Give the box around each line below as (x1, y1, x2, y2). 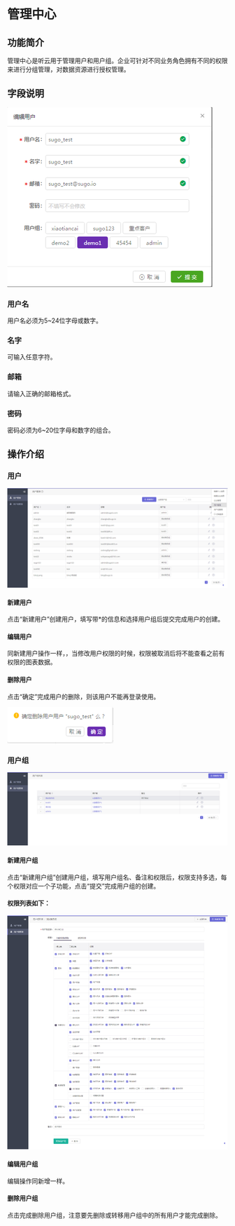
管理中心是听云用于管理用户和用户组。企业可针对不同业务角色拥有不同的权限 (7, 57, 228, 65)
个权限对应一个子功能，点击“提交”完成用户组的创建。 (7, 882, 160, 890)
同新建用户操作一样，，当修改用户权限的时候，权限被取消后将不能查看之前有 (7, 649, 225, 658)
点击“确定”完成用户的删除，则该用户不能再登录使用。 (7, 692, 160, 701)
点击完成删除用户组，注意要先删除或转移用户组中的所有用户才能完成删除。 (7, 1211, 222, 1219)
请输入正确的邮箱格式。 (7, 389, 75, 398)
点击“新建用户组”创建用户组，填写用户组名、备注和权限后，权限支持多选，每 (7, 873, 227, 881)
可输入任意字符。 (7, 353, 57, 361)
